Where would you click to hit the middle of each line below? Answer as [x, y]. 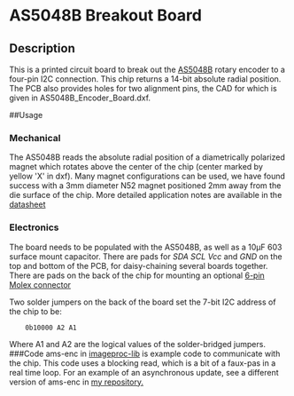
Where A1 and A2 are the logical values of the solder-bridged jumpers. [137, 344]
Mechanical [35, 138]
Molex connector [40, 284]
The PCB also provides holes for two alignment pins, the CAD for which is [143, 88]
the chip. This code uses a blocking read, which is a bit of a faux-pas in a [143, 363]
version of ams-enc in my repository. [77, 382]
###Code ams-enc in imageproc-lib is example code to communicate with [145, 353]
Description [42, 48]
